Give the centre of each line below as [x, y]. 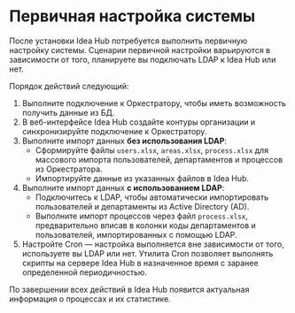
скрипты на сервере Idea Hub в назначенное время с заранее [140, 263]
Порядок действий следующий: [69, 86]
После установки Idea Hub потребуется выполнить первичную [128, 41]
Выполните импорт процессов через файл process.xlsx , [141, 216]
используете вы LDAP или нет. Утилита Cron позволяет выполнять [147, 253]
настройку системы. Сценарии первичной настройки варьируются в [140, 50]
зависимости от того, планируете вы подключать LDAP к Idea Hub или [143, 59]
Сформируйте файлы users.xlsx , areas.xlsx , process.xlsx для [151, 150]
